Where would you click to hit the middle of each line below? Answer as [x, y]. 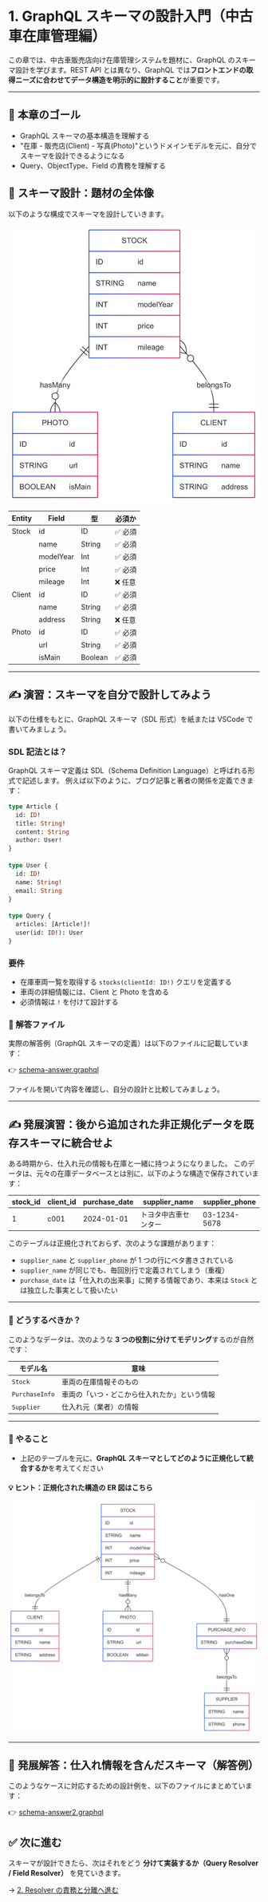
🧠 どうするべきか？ [45, 1320]
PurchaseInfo [33, 1395]
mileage [52, 582]
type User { [28, 866]
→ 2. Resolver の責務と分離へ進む [63, 1890]
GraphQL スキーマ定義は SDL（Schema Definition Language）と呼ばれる [128, 770]
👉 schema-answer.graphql [54, 1070]
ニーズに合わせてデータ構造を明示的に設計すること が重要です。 [119, 80]
